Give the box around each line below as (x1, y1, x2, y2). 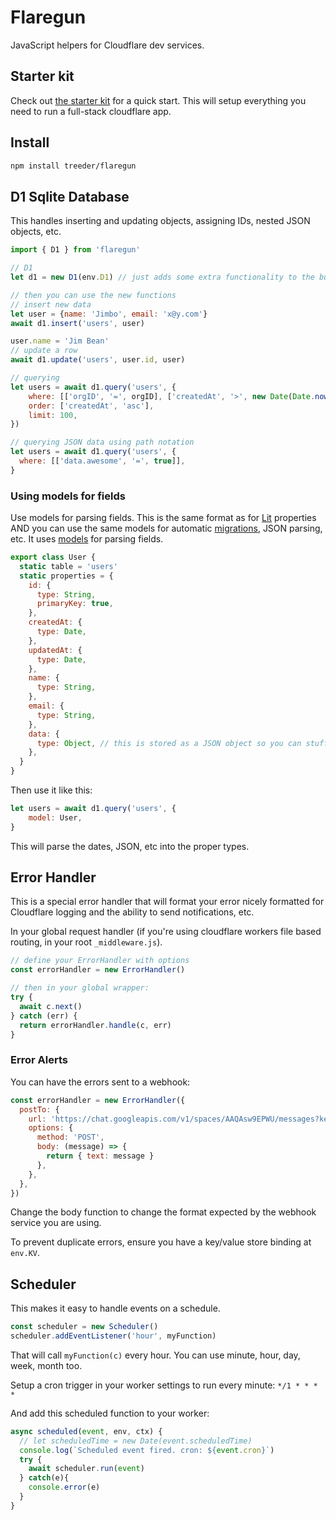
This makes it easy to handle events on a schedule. (10, 1302, 221, 1315)
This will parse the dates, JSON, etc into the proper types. (10, 840, 250, 852)
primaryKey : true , (36, 599, 114, 609)
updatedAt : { (28, 645, 83, 655)
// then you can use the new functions (10, 290, 177, 300)
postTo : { (19, 1104, 60, 1115)
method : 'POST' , (36, 1132, 105, 1143)
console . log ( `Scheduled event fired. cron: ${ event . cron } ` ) (19, 1445, 275, 1455)
